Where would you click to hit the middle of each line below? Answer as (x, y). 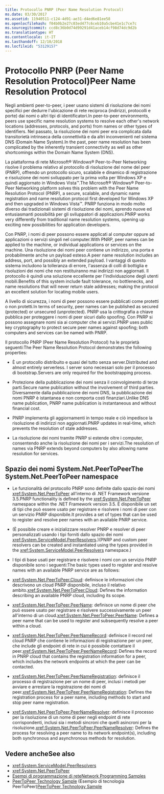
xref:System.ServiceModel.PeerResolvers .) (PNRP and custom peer (80, 540)
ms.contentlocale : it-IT (30, 37)
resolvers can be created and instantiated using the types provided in (82, 545)
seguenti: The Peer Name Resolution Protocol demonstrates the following (78, 347)
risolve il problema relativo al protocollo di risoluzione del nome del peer (78, 167)
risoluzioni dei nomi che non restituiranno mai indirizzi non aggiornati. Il (77, 271)
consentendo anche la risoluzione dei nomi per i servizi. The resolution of (85, 443)
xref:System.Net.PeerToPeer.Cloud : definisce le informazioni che (78, 580)
